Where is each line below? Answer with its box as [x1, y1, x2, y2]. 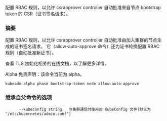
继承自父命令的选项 [5, 94, 52, 101]
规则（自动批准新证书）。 [5, 50, 57, 56]
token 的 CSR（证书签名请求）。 [5, 11, 71, 17]
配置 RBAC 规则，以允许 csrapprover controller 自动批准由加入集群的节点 [5, 37, 158, 43]
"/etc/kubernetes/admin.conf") [5, 111, 71, 116]
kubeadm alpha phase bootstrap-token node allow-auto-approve [5, 82, 139, 87]
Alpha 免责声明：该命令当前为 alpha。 [5, 71, 85, 77]
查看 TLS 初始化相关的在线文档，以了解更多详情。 [5, 60, 109, 67]
